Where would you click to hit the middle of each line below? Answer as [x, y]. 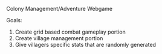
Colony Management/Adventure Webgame [60, 9]
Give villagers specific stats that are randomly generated [85, 45]
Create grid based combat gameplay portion [70, 32]
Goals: [14, 20]
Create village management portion [59, 38]
